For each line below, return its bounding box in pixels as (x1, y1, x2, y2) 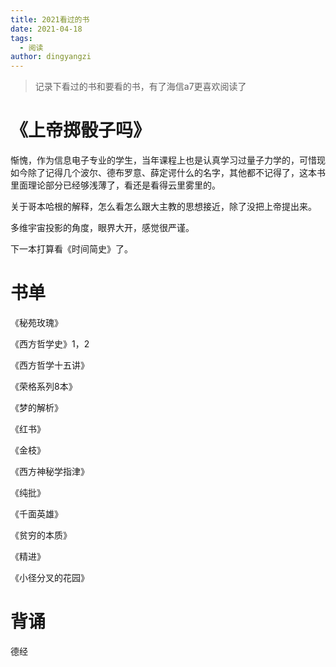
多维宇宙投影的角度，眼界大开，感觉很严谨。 (10, 222, 195, 234)
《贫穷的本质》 (10, 529, 72, 541)
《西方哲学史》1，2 (10, 338, 90, 350)
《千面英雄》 (10, 508, 63, 520)
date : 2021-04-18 (10, 24, 83, 34)
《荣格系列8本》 (10, 381, 78, 392)
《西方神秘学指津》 (10, 466, 90, 477)
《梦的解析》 (10, 402, 63, 413)
